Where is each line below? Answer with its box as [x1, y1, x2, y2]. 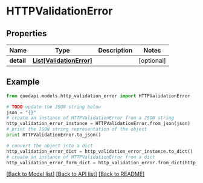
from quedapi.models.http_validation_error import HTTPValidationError [6, 92, 190, 99]
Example [6, 77, 40, 87]
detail [9, 56, 26, 65]
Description [98, 47, 133, 54]
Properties [6, 28, 47, 39]
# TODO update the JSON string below [6, 104, 101, 110]
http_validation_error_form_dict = [6, 159, 96, 165]
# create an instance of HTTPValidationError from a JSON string [6, 115, 174, 121]
